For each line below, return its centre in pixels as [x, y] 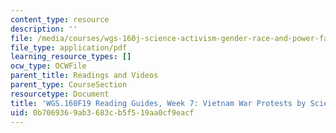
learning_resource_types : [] [71, 57]
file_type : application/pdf [69, 47]
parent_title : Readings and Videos [84, 76]
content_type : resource [60, 19]
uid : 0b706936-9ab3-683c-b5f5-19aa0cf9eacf [102, 112]
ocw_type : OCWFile [48, 66]
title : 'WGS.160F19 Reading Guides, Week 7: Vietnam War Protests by [158, 103]
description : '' [44, 29]
